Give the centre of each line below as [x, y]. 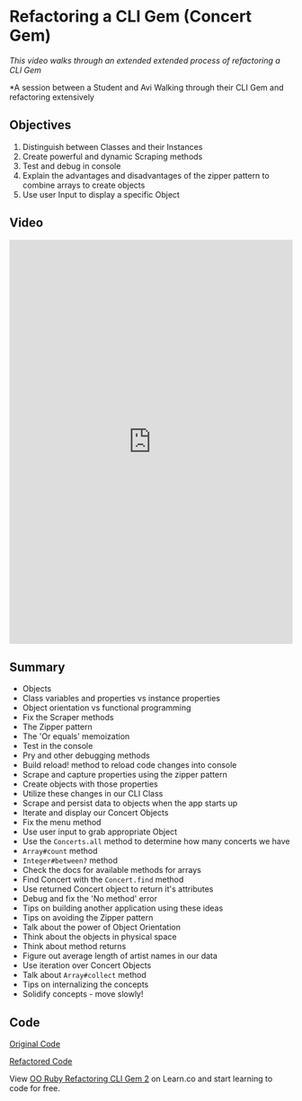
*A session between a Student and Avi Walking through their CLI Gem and [147, 87]
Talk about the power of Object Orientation [102, 928]
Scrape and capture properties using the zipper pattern [124, 775]
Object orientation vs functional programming [107, 708]
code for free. [35, 1088]
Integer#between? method [70, 860]
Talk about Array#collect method [84, 975]
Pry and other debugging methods [86, 755]
